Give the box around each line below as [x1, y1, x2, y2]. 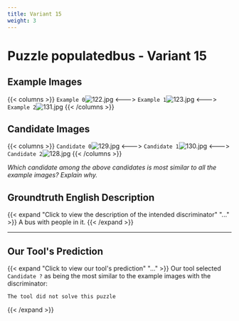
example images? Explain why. [7, 171, 98, 179]
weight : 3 [7, 17, 37, 24]
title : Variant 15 [7, 10, 62, 18]
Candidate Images [7, 122, 90, 135]
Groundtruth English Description [7, 191, 155, 204]
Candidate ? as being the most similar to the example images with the [7, 271, 211, 280]
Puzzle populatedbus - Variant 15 [7, 48, 208, 64]
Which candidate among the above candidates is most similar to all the [7, 163, 217, 172]
